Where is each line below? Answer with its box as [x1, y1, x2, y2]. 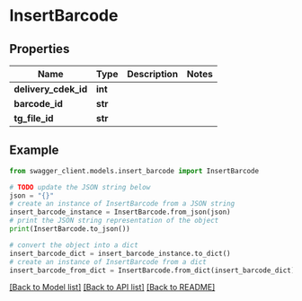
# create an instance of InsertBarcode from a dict [9, 257, 207, 266]
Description [127, 68, 178, 80]
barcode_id [13, 98, 63, 110]
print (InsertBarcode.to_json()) [9, 225, 130, 234]
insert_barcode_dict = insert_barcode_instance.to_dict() [9, 249, 231, 258]
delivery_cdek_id [13, 83, 88, 95]
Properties [9, 41, 70, 57]
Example [9, 143, 59, 158]
